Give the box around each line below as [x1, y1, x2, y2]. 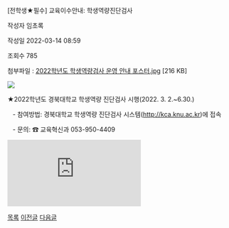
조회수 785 [7, 52, 38, 60]
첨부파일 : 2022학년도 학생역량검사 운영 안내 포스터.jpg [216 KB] [7, 67, 187, 75]
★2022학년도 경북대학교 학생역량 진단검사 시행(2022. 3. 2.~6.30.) [7, 95, 195, 103]
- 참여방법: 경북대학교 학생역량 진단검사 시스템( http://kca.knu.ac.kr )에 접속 [12, 110, 222, 119]
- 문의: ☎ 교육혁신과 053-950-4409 [12, 125, 116, 134]
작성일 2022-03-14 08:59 [7, 36, 81, 45]
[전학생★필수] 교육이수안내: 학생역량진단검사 [7, 6, 133, 14]
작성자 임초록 [7, 21, 44, 30]
